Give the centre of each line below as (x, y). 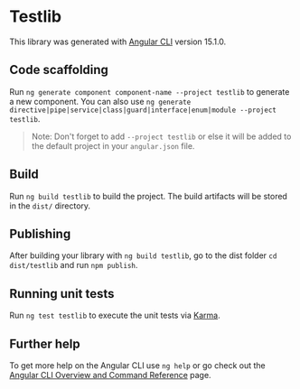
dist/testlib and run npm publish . (74, 265)
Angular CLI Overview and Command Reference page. (110, 375)
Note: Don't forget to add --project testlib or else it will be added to (161, 136)
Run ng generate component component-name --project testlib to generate (150, 91)
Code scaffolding (59, 70)
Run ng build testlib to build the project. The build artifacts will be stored (148, 196)
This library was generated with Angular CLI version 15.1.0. (118, 42)
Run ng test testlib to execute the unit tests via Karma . (115, 315)
